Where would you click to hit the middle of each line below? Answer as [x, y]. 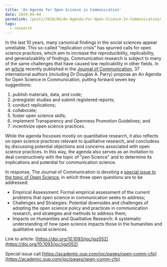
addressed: [17, 183]
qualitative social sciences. [40, 229]
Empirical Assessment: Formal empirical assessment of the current [81, 192]
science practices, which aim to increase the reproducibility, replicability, [80, 53]
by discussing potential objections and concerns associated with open [78, 146]
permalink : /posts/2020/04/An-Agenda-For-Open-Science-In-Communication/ [83, 19]
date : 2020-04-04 [23, 14]
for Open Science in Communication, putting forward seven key [71, 80]
